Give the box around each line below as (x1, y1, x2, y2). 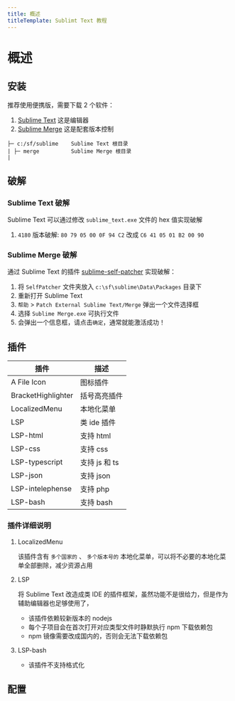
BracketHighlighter (11, 390, 74, 400)
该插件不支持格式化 (28, 660, 85, 669)
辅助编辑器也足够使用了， (17, 599, 93, 607)
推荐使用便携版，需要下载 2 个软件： (7, 100, 115, 109)
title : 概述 (7, 10, 40, 18)
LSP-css (11, 444, 40, 454)
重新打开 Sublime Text (17, 291, 83, 300)
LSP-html (11, 431, 44, 441)
